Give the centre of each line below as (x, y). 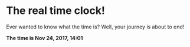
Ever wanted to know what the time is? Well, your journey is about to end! (95, 27)
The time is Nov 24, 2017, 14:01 (45, 38)
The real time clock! (55, 11)
